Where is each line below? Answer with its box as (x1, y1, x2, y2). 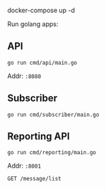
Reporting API (7, 131, 71, 143)
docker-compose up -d (7, 6, 76, 14)
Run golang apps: (7, 20, 59, 28)
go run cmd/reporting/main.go (7, 149, 97, 156)
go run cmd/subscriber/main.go (7, 111, 100, 118)
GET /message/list (7, 175, 61, 183)
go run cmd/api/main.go (7, 59, 78, 66)
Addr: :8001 (7, 161, 41, 170)
